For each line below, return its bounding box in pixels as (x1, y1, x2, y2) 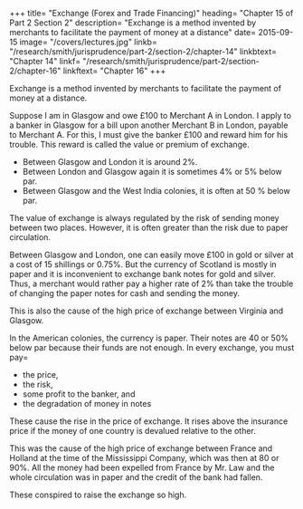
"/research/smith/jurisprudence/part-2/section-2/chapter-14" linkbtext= (9, 46, 278, 57)
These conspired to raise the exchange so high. (9, 489, 187, 500)
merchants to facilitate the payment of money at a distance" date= (9, 27, 257, 37)
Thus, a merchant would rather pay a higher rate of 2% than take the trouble (9, 278, 294, 289)
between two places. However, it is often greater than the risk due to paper (9, 222, 289, 233)
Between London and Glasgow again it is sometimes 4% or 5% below (22, 167, 282, 177)
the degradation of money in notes (22, 399, 152, 408)
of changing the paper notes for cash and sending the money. (9, 288, 241, 298)
